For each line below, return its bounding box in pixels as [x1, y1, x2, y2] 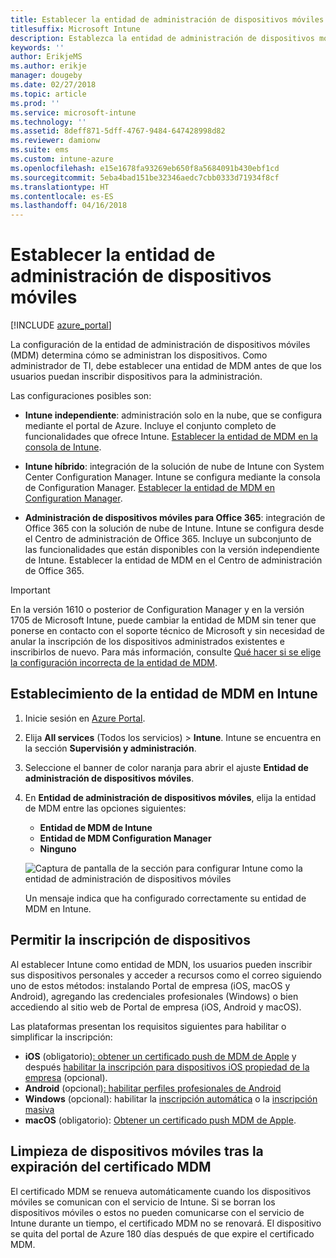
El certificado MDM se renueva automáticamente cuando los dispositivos [10, 1185, 312, 1197]
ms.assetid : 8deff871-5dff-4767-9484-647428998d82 [10, 126, 226, 136]
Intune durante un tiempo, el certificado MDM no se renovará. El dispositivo [10, 1217, 322, 1229]
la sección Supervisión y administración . [24, 742, 197, 754]
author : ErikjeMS [10, 52, 83, 62]
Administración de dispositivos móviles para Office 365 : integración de [24, 512, 326, 524]
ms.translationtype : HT [10, 182, 110, 192]
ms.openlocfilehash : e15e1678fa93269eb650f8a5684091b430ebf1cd [10, 163, 280, 173]
